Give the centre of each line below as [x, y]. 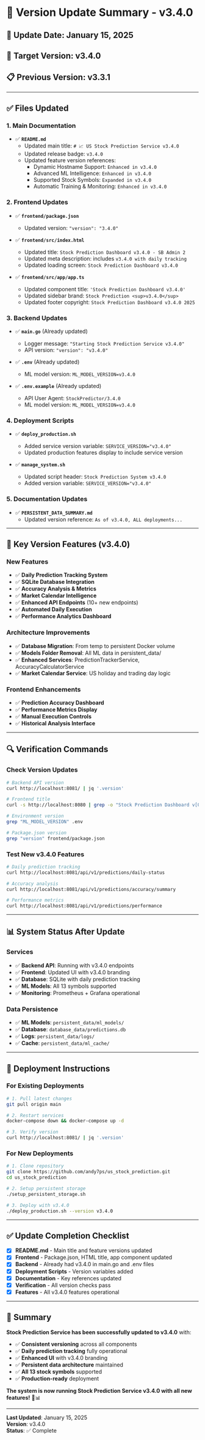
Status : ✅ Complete [31, 1430]
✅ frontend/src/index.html [50, 240]
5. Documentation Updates [47, 499]
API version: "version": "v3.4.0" [66, 350]
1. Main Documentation [41, 126]
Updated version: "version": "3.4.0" [71, 228]
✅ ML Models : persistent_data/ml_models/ [70, 1023]
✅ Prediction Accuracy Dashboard [60, 703]
